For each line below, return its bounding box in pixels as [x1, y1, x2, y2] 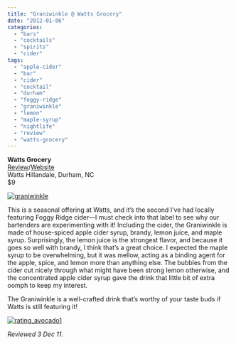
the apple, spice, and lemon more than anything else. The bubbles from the [7, 259, 228, 267]
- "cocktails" [14, 37, 55, 44]
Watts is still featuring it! [7, 303, 78, 311]
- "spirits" [14, 43, 50, 50]
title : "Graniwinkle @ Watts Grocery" [7, 10, 122, 18]
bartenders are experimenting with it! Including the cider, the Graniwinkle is [7, 221, 227, 230]
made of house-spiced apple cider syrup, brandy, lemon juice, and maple [7, 228, 222, 237]
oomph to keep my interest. [7, 281, 88, 290]
